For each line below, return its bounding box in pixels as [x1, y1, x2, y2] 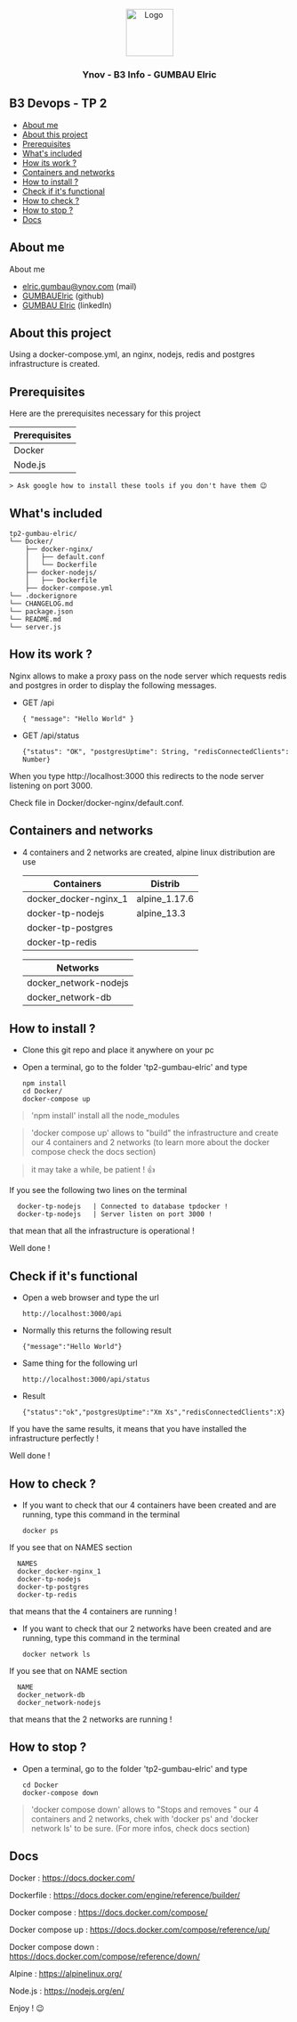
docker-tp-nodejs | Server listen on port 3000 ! [17, 1210, 213, 1219]
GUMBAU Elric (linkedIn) [21, 299, 113, 311]
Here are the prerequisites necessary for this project [9, 408, 202, 418]
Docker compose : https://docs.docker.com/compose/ [9, 1906, 209, 1918]
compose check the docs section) [30, 1147, 157, 1157]
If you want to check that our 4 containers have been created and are [21, 1500, 277, 1511]
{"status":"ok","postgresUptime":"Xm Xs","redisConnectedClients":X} [21, 1408, 286, 1417]
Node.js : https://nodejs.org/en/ [9, 1985, 124, 1996]
